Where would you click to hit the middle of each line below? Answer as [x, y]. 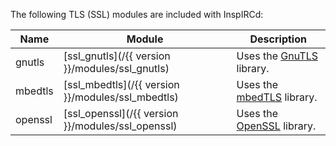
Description [278, 39]
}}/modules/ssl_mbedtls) [121, 97]
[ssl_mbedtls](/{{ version [121, 84]
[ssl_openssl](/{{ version [121, 113]
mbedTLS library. [277, 97]
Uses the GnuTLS [277, 56]
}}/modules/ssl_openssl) [120, 126]
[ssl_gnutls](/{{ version [117, 56]
